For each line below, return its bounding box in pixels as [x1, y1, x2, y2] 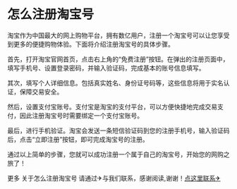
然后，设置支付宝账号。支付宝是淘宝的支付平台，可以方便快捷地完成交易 [7, 102, 217, 111]
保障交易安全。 [19, 87, 63, 96]
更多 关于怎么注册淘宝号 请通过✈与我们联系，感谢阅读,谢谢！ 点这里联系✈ [7, 173, 221, 182]
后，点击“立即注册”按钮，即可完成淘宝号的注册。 [7, 135, 150, 143]
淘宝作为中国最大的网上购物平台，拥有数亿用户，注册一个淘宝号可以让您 [7, 31, 217, 39]
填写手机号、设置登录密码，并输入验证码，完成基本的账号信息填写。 [7, 63, 205, 72]
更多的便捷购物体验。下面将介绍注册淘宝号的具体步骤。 [13, 39, 174, 48]
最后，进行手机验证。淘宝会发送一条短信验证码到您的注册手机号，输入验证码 [7, 126, 230, 135]
